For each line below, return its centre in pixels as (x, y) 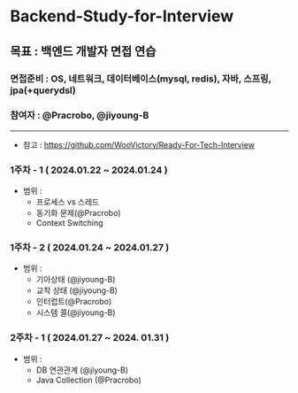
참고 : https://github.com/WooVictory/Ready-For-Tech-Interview (139, 144)
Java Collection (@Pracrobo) (89, 380)
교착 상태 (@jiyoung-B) (77, 290)
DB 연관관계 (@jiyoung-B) (82, 370)
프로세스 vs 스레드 (68, 202)
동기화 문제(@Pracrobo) (79, 213)
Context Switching (70, 223)
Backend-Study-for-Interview (122, 16)
